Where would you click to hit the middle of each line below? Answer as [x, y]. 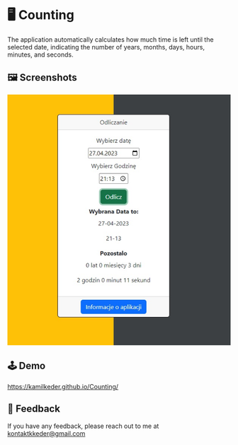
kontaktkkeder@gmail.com [46, 433]
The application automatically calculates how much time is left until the [110, 39]
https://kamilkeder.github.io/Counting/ [63, 386]
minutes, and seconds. [41, 54]
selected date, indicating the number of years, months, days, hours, [106, 47]
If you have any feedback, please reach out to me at [83, 426]
